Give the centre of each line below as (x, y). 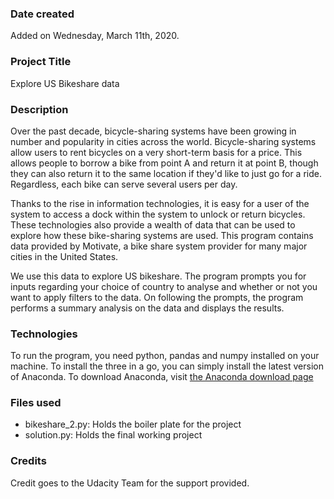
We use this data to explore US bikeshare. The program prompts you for (158, 276)
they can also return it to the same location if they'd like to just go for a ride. (166, 173)
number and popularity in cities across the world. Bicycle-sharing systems (163, 141)
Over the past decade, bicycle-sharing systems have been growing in (153, 131)
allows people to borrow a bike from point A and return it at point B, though (164, 163)
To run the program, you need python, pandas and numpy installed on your (165, 356)
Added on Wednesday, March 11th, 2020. (95, 36)
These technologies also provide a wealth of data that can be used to (153, 224)
